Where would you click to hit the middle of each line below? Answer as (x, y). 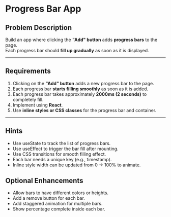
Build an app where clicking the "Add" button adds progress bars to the (81, 40)
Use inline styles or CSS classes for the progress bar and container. (84, 110)
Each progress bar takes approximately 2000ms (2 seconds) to (80, 94)
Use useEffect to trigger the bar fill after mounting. (65, 149)
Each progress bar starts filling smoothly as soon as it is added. (80, 89)
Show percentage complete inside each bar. (59, 209)
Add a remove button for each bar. (49, 198)
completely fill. (28, 99)
